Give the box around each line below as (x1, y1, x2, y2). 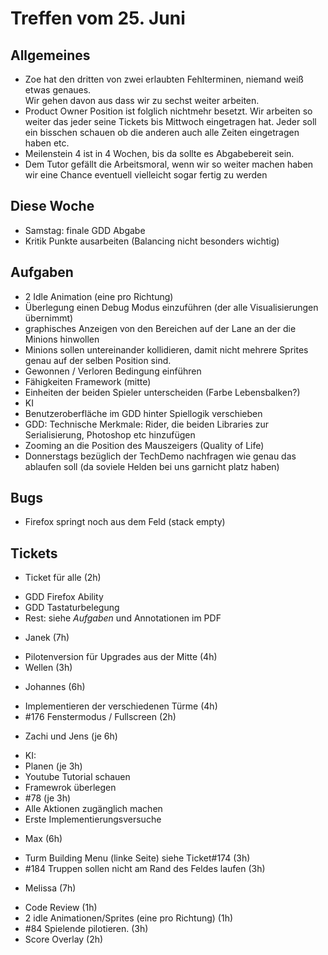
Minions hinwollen (24, 333, 100, 345)
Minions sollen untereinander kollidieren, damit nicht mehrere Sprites (24, 343, 309, 356)
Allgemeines (10, 47, 91, 64)
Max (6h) (24, 833, 63, 845)
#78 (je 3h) (24, 792, 72, 804)
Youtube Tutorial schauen (24, 771, 131, 783)
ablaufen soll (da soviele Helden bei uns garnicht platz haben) (24, 460, 280, 472)
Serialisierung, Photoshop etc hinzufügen (24, 428, 196, 441)
